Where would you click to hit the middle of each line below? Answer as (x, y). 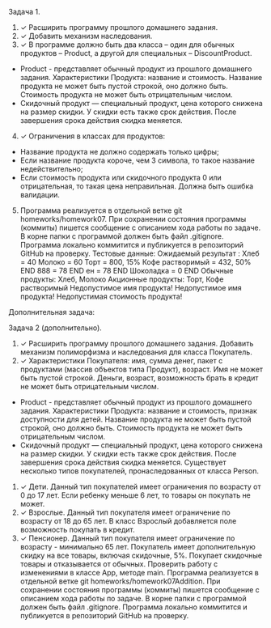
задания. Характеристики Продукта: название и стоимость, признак (138, 411)
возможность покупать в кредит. (77, 530)
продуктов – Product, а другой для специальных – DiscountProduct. (136, 53)
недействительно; (51, 169)
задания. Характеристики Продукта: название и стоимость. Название (141, 77)
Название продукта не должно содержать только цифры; (120, 152)
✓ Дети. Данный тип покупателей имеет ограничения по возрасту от (140, 486)
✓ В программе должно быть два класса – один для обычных (127, 45)
